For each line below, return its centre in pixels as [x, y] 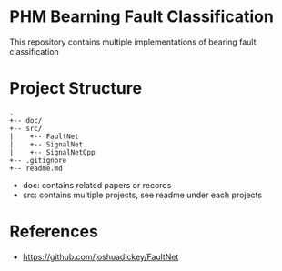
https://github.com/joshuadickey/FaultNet [101, 256]
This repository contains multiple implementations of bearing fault [133, 42]
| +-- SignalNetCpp [52, 152]
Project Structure [76, 89]
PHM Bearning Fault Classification [142, 17]
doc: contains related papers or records [97, 185]
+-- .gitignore [38, 160]
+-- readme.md [36, 168]
